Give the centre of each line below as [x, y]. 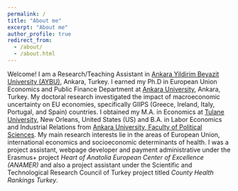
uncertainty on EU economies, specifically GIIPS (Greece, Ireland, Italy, [111, 104]
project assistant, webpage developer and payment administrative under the [119, 150]
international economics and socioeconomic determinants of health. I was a [118, 142]
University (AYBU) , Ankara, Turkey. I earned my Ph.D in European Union [113, 81]
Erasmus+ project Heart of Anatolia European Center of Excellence [106, 157]
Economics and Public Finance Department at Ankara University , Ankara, [114, 89]
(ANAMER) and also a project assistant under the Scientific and [100, 165]
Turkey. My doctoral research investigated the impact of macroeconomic [114, 96]
